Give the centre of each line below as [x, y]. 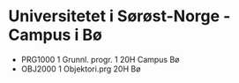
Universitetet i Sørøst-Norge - [119, 16]
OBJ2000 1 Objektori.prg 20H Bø [81, 69]
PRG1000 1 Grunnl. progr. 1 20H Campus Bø [100, 59]
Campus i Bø [55, 35]
